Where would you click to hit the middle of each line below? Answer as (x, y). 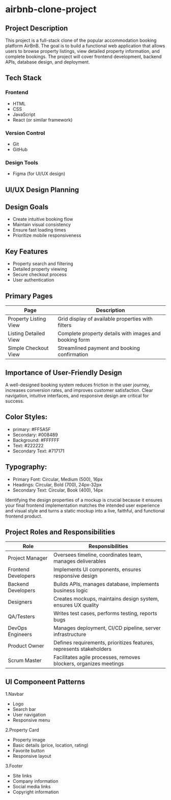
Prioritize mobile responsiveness (47, 236)
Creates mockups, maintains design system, (106, 599)
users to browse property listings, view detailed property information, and (83, 51)
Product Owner (26, 646)
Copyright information (36, 792)
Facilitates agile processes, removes (97, 658)
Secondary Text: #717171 (38, 451)
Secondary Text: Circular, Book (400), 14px (58, 490)
